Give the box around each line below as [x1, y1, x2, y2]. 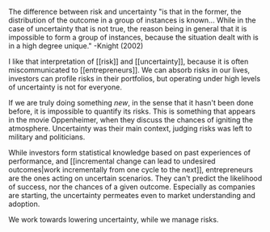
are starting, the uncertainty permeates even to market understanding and [8, 191, 256, 200]
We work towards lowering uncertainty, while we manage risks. [8, 215, 219, 224]
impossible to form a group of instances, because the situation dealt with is [8, 32, 259, 42]
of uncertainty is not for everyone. [8, 82, 123, 92]
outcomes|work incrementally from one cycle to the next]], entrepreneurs [8, 165, 253, 174]
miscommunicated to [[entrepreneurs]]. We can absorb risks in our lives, [8, 65, 251, 75]
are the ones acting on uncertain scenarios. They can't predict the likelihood [8, 173, 263, 183]
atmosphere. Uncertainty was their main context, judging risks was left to [8, 124, 252, 133]
